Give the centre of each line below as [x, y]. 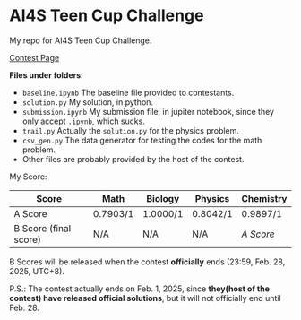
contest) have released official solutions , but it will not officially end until [145, 298]
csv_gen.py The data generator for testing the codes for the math [142, 140]
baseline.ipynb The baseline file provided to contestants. [128, 92]
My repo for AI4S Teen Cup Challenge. [81, 40]
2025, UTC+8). [37, 271]
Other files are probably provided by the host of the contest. [133, 159]
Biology [163, 198]
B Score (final [43, 228]
